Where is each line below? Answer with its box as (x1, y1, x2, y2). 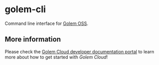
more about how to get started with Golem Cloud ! (5, 54, 108, 60)
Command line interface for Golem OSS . (5, 20, 89, 26)
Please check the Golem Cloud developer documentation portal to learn (5, 48, 154, 54)
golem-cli (5, 4, 46, 15)
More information (5, 35, 61, 44)
